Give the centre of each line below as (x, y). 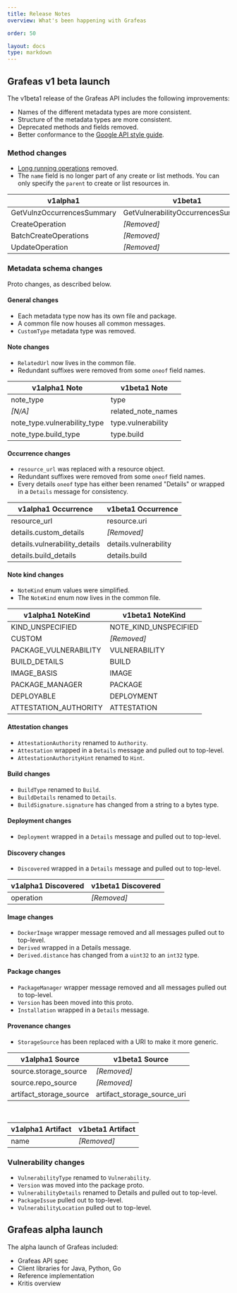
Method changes (37, 153)
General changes (33, 300)
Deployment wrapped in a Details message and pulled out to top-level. (119, 837)
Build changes (29, 774)
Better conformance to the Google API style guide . (91, 134)
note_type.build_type (45, 434)
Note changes (28, 347)
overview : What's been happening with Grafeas (77, 21)
